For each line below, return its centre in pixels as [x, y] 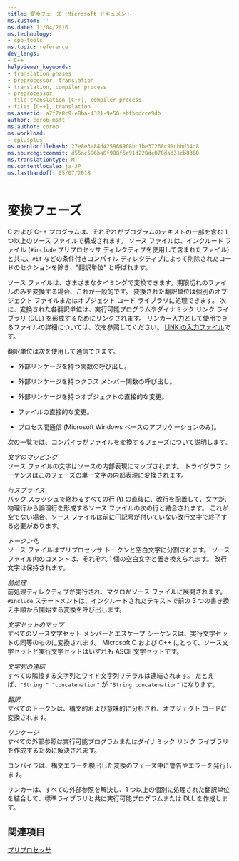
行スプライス [26, 490]
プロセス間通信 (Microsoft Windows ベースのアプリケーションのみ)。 [119, 427]
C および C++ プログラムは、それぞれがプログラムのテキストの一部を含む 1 [118, 232]
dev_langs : [24, 54]
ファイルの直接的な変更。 [55, 411]
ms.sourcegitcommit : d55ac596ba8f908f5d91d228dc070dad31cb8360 [103, 153]
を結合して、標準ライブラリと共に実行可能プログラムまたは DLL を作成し [115, 798]
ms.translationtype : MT [43, 160]
